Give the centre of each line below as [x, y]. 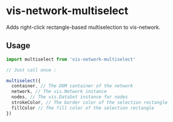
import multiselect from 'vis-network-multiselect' [71, 59]
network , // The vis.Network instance [59, 92]
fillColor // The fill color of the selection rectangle [83, 108]
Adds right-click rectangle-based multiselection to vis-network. [83, 27]
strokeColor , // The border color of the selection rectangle [89, 103]
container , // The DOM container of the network [72, 86]
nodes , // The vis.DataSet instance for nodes [70, 97]
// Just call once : [32, 70]
